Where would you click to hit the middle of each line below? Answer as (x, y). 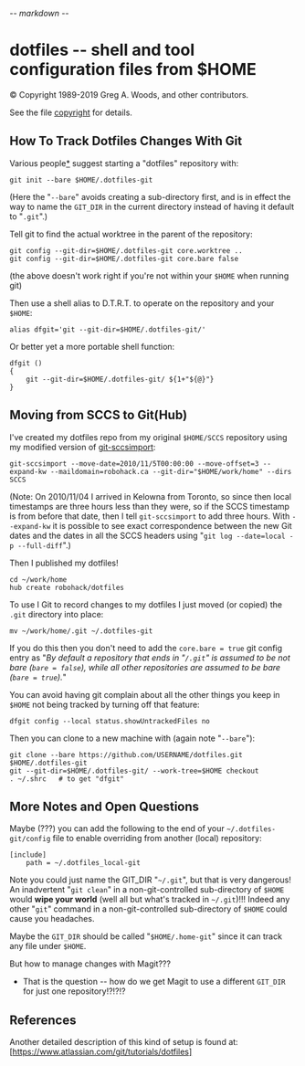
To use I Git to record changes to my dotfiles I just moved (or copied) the (146, 604)
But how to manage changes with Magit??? (90, 964)
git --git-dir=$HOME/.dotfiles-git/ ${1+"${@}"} (120, 379)
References (43, 1020)
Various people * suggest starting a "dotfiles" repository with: (124, 163)
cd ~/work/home (38, 579)
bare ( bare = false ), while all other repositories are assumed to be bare (145, 667)
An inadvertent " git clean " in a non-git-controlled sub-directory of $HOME (147, 890)
